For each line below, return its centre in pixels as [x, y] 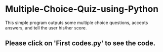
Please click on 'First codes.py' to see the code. [80, 43]
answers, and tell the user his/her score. [46, 27]
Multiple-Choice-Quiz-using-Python [82, 9]
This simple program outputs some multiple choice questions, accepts [77, 23]
